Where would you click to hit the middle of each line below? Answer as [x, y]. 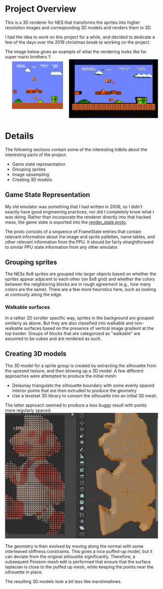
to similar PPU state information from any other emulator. [62, 247]
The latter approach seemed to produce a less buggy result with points [76, 405]
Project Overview [41, 9]
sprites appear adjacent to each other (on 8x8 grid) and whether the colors [80, 279]
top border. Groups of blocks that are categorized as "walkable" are [73, 333]
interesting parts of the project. [36, 155]
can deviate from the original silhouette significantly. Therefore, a [70, 556]
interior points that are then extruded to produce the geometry [74, 391]
